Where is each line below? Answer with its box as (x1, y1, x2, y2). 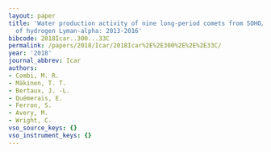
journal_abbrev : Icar (8, 57, 81, 65)
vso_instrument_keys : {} (8, 131, 92, 139)
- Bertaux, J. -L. (8, 86, 70, 95)
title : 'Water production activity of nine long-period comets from (8, 19, 244, 27)
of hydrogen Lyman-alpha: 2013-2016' (15, 27, 143, 35)
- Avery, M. (8, 109, 48, 117)
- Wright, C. (8, 117, 52, 125)
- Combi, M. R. (8, 72, 60, 80)
